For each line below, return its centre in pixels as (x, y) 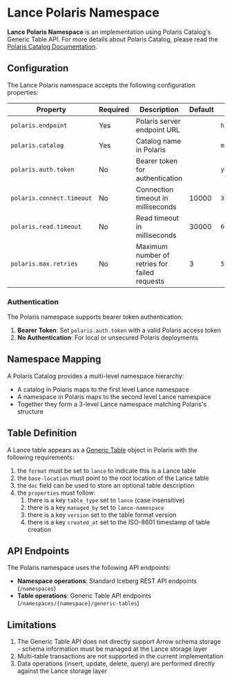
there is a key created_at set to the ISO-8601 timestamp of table (119, 522)
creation (39, 529)
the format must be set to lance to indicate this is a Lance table (107, 470)
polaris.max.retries (44, 264)
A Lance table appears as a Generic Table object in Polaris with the (103, 450)
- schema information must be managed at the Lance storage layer (112, 649)
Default (201, 109)
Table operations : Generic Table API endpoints (84, 596)
